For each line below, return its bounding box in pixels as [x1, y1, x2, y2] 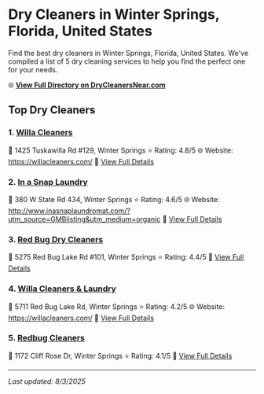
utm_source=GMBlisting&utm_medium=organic [8, 214, 161, 223]
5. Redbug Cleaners [8, 333, 85, 344]
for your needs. [8, 64, 58, 74]
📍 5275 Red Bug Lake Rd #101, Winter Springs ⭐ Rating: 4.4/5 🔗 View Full [8, 252, 244, 262]
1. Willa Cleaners [8, 127, 73, 138]
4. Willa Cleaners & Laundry [8, 283, 116, 294]
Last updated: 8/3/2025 [8, 376, 86, 386]
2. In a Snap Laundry [8, 176, 88, 187]
